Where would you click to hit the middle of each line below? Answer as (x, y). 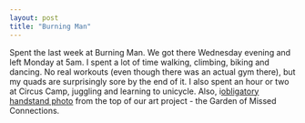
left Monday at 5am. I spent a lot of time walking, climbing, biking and (140, 62)
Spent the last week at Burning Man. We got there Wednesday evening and (150, 52)
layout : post (34, 18)
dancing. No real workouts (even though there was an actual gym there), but (152, 72)
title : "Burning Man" (51, 26)
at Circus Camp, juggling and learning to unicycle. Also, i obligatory (134, 91)
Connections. (35, 110)
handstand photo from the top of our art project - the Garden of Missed (143, 100)
